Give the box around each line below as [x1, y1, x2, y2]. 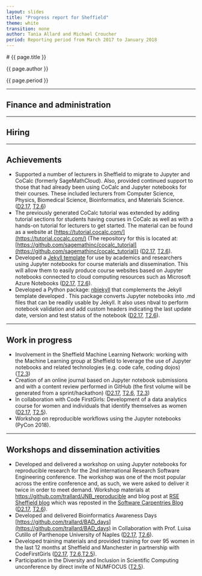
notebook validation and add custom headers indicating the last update [14, 305, 191, 312]
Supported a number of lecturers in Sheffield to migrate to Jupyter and [14, 171, 191, 178]
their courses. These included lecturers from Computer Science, [14, 190, 175, 197]
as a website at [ [14, 229, 56, 236]
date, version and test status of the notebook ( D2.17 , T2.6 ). [14, 312, 161, 319]
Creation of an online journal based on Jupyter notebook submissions [14, 376, 188, 384]
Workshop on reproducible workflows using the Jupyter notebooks [14, 415, 182, 422]
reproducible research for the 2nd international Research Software [14, 467, 180, 474]
